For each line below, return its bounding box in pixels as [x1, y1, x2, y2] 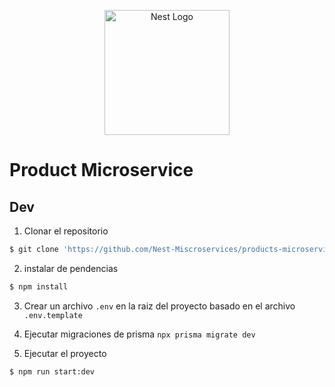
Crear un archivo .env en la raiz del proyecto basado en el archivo [23, 300, 296, 312]
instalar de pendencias [23, 262, 119, 274]
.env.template [23, 310, 83, 320]
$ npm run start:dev [9, 366, 96, 377]
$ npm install [9, 281, 69, 292]
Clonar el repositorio [23, 225, 109, 237]
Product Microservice [9, 159, 194, 182]
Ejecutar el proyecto [23, 347, 107, 359]
